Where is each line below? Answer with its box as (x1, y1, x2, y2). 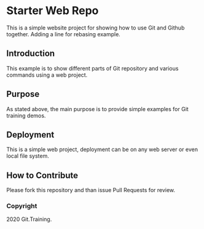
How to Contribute (6, 170, 79, 180)
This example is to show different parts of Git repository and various (6, 64, 179, 72)
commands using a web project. (6, 71, 88, 79)
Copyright (6, 202, 37, 211)
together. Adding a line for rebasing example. (6, 30, 121, 37)
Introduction (6, 49, 55, 59)
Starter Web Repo (6, 4, 99, 18)
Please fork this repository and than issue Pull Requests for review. (6, 187, 176, 194)
